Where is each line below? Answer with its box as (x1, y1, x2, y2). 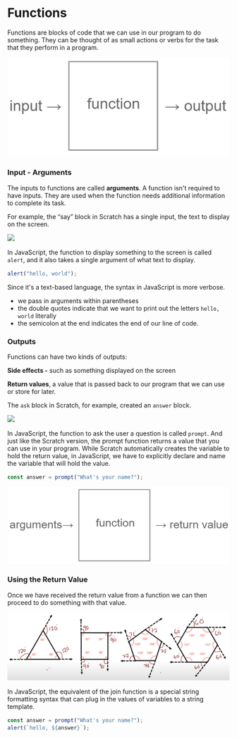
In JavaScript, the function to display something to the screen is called (7, 248, 212, 257)
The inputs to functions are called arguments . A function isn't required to (7, 183, 221, 192)
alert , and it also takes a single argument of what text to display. (7, 255, 195, 264)
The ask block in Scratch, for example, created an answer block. (7, 400, 192, 410)
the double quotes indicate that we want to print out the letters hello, (17, 304, 220, 312)
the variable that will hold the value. (7, 459, 111, 467)
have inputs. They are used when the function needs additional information (7, 191, 226, 199)
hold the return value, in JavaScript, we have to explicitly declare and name (7, 451, 226, 460)
